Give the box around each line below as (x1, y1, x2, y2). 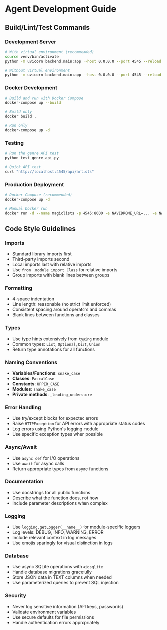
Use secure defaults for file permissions (12, 614, 94, 620)
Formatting (5, 285, 33, 291)
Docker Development (5, 84, 58, 91)
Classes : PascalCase (12, 375, 55, 381)
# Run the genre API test (5, 151, 59, 156)
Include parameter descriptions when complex (12, 500, 108, 506)
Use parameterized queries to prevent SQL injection (12, 580, 119, 586)
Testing (5, 139, 24, 146)
